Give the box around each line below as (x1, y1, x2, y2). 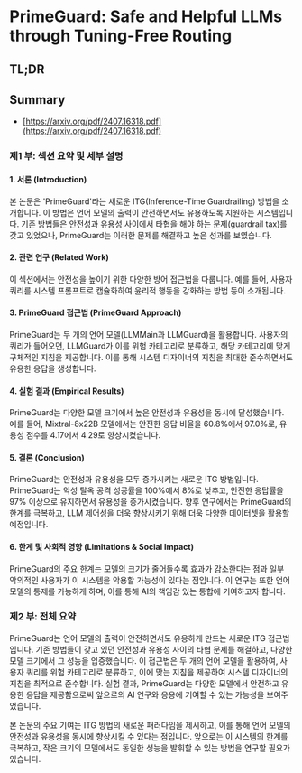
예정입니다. (9, 519, 49, 530)
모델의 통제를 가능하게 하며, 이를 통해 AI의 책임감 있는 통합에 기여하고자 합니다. (9, 585, 286, 597)
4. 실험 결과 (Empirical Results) (9, 386, 124, 396)
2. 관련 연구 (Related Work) (9, 252, 110, 263)
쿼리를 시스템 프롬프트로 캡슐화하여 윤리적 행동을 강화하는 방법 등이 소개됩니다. (9, 284, 287, 295)
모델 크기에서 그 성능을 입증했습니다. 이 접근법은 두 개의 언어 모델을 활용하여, (9, 655, 279, 666)
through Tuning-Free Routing (9, 25, 233, 46)
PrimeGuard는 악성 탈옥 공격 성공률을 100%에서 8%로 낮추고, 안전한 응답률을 (9, 485, 284, 496)
